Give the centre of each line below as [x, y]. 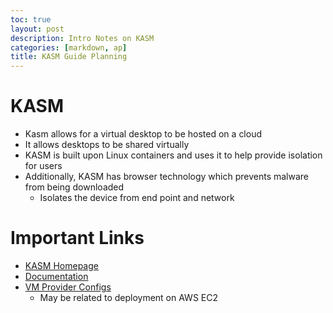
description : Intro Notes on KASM [82, 38]
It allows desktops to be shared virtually [107, 145]
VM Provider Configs [68, 287]
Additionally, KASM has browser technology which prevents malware [167, 177]
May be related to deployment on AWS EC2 [128, 297]
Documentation [56, 276]
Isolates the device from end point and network [137, 198]
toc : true [31, 19]
